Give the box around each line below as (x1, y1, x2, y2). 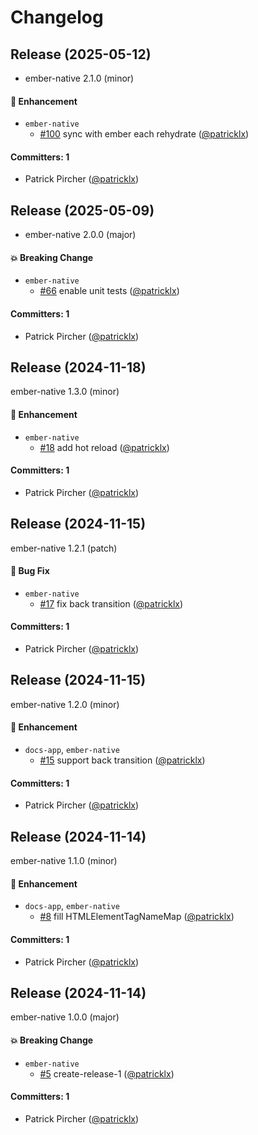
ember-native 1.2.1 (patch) (10, 542, 118, 554)
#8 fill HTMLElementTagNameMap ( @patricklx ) (39, 911, 235, 923)
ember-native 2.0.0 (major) (24, 229, 137, 241)
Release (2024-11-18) (10, 359, 147, 376)
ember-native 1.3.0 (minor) (10, 386, 120, 398)
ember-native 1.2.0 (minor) (10, 698, 120, 710)
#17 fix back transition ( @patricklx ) (39, 597, 184, 610)
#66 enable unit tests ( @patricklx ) (39, 285, 180, 297)
